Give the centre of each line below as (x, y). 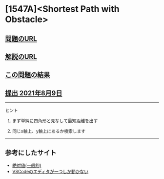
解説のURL (21, 56)
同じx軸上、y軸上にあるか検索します (49, 131)
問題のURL (21, 38)
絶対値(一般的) (27, 165)
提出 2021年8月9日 (34, 93)
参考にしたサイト (31, 153)
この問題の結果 (28, 75)
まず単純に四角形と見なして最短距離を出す (55, 121)
